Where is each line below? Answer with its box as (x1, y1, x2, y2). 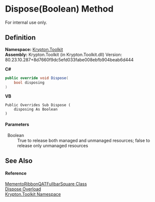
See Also (5, 156, 33, 165)
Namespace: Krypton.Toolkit (5, 46, 63, 52)
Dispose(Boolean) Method (5, 3, 114, 15)
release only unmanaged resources (17, 142, 89, 149)
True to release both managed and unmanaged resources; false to (17, 137, 150, 143)
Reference (5, 170, 27, 176)
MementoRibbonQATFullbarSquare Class (5, 181, 87, 187)
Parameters (5, 121, 29, 127)
